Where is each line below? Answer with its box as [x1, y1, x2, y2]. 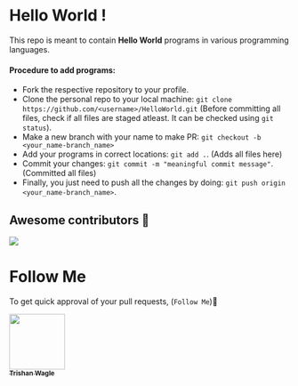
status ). [21, 122, 52, 133]
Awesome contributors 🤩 [9, 213, 149, 228]
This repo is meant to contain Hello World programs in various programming [9, 35, 289, 45]
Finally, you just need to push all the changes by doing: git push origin [21, 177, 286, 188]
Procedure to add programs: [9, 64, 116, 76]
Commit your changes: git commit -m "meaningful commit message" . [21, 158, 274, 169]
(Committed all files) [21, 168, 97, 179]
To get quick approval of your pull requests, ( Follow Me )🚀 [9, 295, 218, 307]
